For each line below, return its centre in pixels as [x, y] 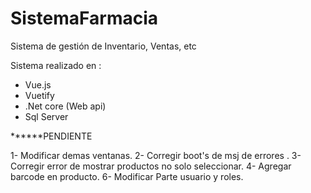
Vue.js [38, 84]
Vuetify [39, 95]
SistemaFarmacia [84, 18]
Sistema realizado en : [56, 65]
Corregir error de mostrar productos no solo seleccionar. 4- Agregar [151, 166]
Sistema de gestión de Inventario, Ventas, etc [103, 46]
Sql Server [46, 116]
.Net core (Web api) [65, 106]
